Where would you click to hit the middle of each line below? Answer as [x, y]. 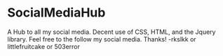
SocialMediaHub [56, 13]
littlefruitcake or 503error [44, 46]
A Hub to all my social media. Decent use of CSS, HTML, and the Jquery [111, 32]
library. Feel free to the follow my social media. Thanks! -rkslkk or [102, 39]
